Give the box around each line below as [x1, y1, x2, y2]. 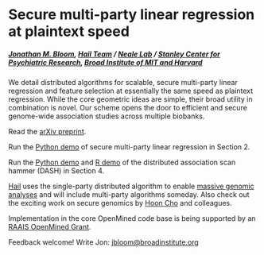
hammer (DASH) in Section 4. [8, 166, 105, 176]
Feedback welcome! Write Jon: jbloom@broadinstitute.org [8, 238, 199, 247]
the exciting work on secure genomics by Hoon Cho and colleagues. [8, 199, 232, 208]
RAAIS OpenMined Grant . [8, 222, 91, 232]
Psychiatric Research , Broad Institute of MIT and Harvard [8, 57, 203, 67]
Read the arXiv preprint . [8, 127, 87, 137]
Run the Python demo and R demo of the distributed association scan [8, 157, 236, 168]
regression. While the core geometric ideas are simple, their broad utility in [8, 95, 253, 104]
